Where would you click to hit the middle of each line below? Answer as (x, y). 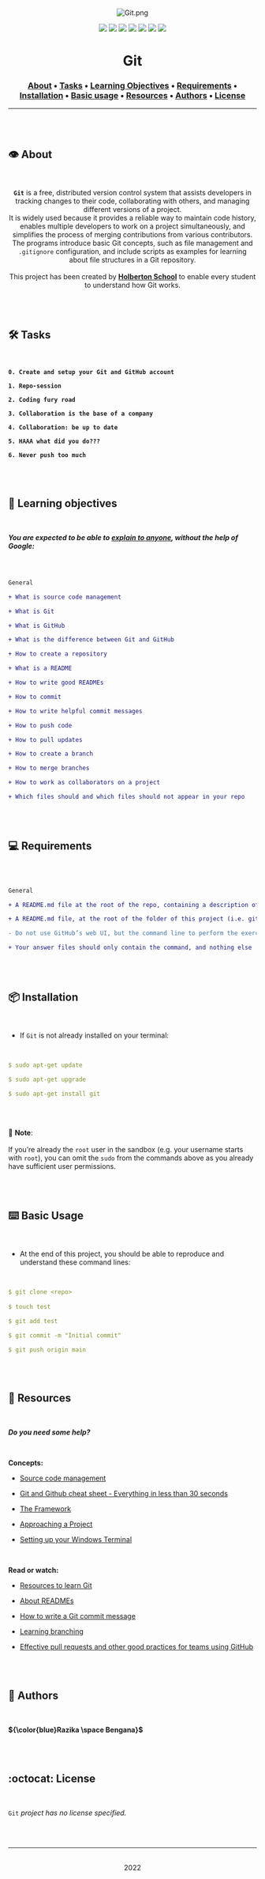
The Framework (45, 1509)
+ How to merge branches (49, 768)
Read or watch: (34, 1571)
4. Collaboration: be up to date (63, 428)
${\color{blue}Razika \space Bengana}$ (76, 1730)
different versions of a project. (132, 210)
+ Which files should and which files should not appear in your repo (127, 797)
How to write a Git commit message (78, 1616)
